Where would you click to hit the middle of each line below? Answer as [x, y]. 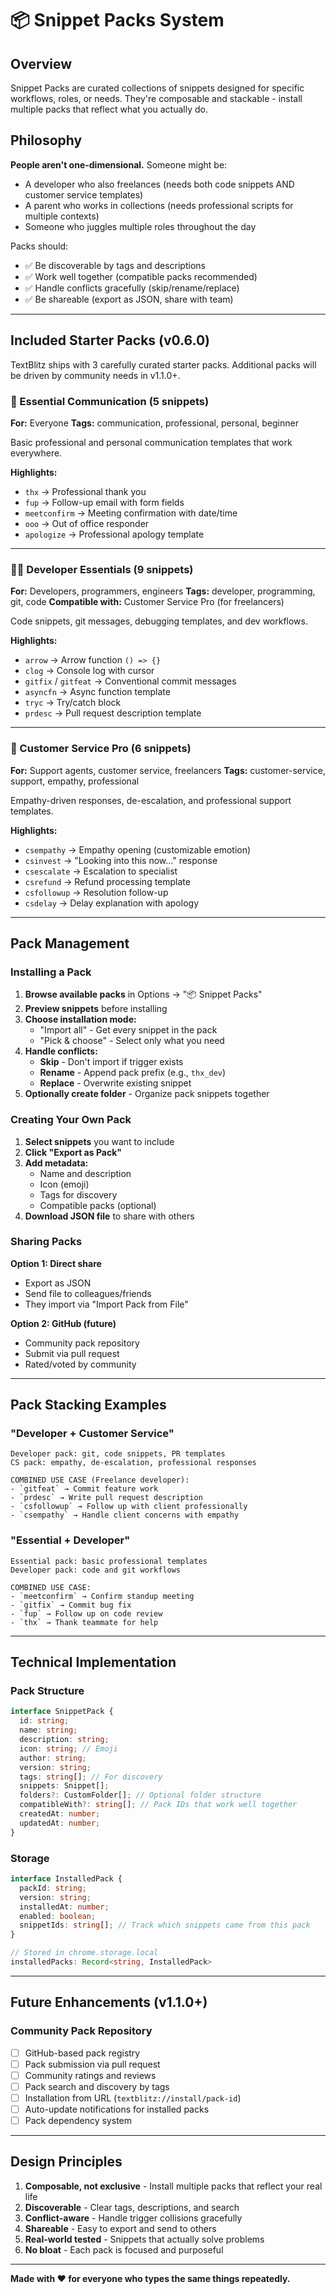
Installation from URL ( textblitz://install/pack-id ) [133, 2098]
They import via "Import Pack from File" [106, 1304]
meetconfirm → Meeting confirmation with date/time [131, 513]
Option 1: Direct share [56, 1263]
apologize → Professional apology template [114, 534]
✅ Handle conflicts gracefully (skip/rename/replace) [132, 288]
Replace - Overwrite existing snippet [115, 1083]
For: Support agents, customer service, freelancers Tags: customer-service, [168, 770]
